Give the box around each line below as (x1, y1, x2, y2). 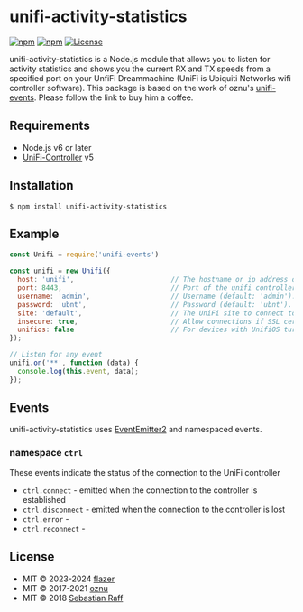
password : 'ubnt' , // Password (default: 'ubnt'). (17, 300, 293, 309)
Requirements (9, 118, 90, 134)
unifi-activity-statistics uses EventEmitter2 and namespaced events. (9, 424, 263, 435)
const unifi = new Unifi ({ (9, 266, 111, 276)
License (9, 549, 55, 565)
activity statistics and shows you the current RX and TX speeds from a (9, 63, 271, 74)
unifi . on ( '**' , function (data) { (9, 358, 140, 367)
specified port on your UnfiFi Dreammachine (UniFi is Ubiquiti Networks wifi (9, 72, 291, 83)
